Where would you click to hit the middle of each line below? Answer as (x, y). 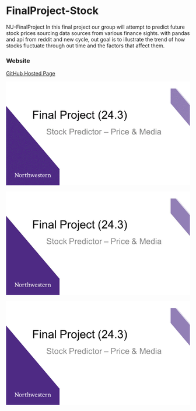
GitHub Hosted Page (31, 74)
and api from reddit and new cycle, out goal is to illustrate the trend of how (96, 39)
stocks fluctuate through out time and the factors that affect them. (85, 46)
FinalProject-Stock (52, 11)
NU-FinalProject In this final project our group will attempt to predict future (95, 27)
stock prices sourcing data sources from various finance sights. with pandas (98, 33)
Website (18, 61)
